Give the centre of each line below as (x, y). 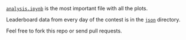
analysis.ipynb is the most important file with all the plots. (77, 8)
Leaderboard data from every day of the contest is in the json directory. (93, 19)
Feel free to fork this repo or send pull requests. (64, 31)
